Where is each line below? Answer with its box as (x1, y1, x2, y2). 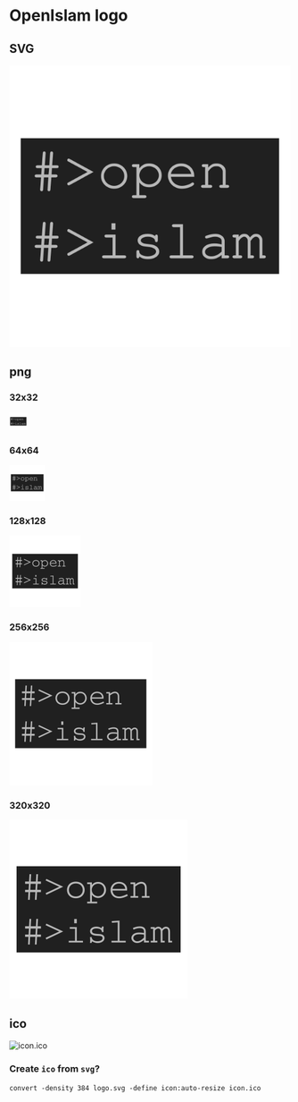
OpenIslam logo (9, 5, 128, 26)
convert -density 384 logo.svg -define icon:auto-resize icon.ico (9, 1083, 261, 1092)
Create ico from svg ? (9, 1062, 101, 1074)
